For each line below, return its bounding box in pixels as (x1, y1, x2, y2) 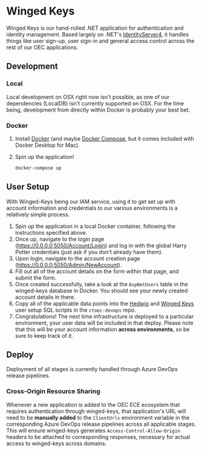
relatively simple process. (6, 210, 70, 218)
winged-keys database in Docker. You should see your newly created (15, 287, 188, 294)
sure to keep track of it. (15, 332, 74, 339)
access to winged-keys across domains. (6, 440, 107, 447)
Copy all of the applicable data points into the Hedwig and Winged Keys (15, 300, 194, 307)
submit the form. (15, 274, 57, 281)
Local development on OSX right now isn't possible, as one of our (6, 93, 170, 101)
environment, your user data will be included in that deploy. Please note (15, 319, 194, 326)
